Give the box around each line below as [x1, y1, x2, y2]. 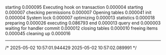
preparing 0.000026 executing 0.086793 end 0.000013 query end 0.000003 [5, 20, 161, 26]
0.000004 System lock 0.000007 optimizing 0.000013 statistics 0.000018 [5, 15, 155, 20]
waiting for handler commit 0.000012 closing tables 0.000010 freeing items [5, 25, 158, 31]
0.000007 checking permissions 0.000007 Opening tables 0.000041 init [5, 9, 152, 15]
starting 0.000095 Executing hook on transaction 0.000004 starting [5, 4, 143, 10]
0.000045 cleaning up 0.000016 [5, 31, 71, 36]
